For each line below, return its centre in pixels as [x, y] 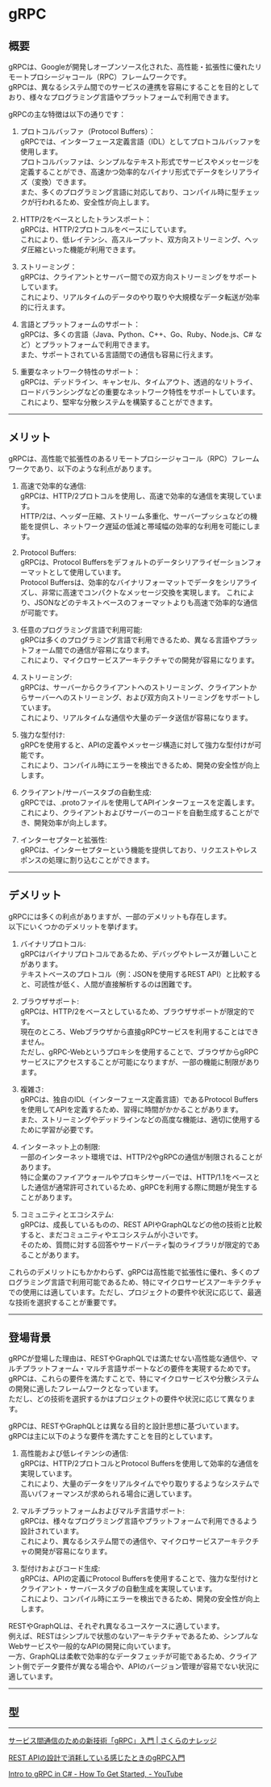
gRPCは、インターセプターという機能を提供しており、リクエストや [131, 850]
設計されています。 [51, 1531]
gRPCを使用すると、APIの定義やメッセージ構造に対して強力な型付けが [137, 745]
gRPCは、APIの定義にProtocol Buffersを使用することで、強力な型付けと [140, 1579]
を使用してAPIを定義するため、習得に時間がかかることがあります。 [131, 1109]
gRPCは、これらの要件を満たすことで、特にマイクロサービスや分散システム [134, 1379]
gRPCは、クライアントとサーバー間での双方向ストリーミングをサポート [139, 277]
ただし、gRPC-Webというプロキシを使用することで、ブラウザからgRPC [139, 1052]
